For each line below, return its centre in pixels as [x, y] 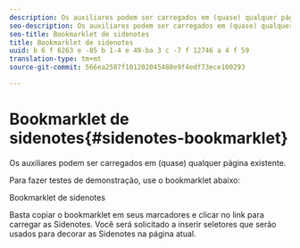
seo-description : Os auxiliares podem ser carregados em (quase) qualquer [151, 26]
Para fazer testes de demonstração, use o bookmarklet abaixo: [125, 180]
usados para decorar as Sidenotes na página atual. [103, 234]
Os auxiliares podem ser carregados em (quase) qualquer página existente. [148, 162]
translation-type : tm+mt [55, 59]
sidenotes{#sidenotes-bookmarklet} [149, 138]
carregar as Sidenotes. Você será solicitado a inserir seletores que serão [143, 224]
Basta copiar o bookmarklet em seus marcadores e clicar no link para [137, 214]
